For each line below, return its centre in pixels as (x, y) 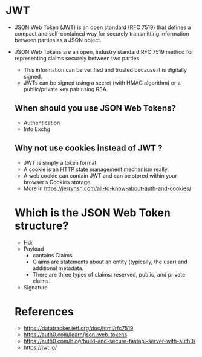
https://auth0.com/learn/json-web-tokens (75, 335)
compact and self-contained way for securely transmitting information (102, 33)
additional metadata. (58, 268)
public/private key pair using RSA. (66, 89)
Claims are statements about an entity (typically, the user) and (110, 262)
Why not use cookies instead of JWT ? (88, 148)
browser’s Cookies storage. (57, 182)
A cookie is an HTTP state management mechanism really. (96, 169)
